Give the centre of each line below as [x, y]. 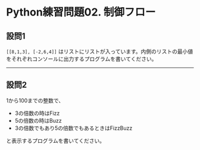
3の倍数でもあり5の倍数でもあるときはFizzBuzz [74, 128]
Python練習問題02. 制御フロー [81, 12]
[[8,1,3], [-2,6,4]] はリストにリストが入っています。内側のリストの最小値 [100, 51]
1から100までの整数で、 [35, 100]
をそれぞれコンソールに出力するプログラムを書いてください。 [82, 59]
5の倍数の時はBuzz [38, 120]
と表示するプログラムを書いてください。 [56, 140]
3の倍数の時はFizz [37, 113]
